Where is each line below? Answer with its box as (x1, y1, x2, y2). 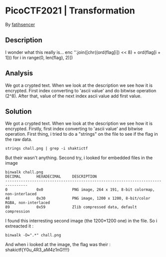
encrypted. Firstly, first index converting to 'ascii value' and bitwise (5, 126, 143, 132)
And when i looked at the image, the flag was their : (5, 242, 111, 248)
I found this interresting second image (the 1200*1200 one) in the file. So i (5, 218, 158, 224)
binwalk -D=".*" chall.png (5, 233, 61, 238)
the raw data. (5, 136, 32, 142)
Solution (5, 107, 32, 116)
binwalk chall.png (5, 170, 43, 175)
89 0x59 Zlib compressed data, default (5, 205, 137, 210)
